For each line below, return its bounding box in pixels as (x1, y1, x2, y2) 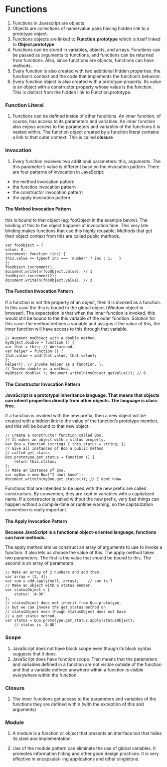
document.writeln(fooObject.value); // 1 (5, 269, 93, 274)
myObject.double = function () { (5, 340, 75, 345)
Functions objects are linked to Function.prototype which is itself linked (12, 36, 161, 42)
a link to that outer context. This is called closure (12, 134, 113, 141)
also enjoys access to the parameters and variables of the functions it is (12, 124, 161, 130)
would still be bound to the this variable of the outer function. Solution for (5, 315, 156, 321)
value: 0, (5, 247, 26, 252)
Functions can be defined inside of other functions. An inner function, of (12, 113, 161, 119)
